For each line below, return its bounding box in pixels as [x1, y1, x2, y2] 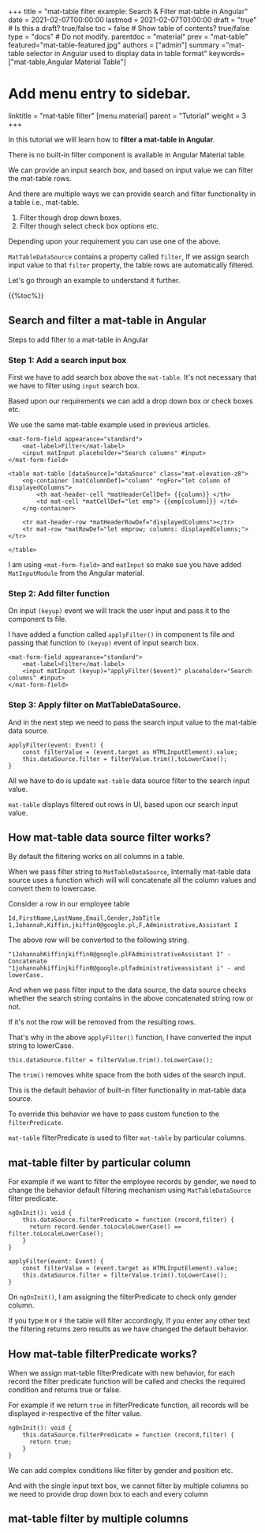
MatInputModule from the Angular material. [8, 569, 145, 578]
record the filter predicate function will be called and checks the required [8, 1376, 246, 1387]
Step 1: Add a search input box [8, 354, 127, 365]
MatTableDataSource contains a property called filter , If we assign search [8, 252, 249, 261]
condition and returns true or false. [8, 1385, 121, 1395]
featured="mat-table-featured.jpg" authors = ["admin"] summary [8, 40, 220, 50]
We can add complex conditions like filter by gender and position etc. [8, 1466, 233, 1475]
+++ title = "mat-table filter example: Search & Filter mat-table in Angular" [8, 7, 248, 16]
